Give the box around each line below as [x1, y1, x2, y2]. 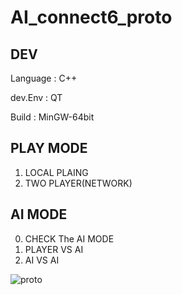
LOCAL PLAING [24, 166, 89, 178]
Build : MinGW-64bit [10, 111, 95, 123]
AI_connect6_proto [10, 6, 173, 29]
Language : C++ [10, 72, 78, 84]
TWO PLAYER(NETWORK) [24, 177, 133, 189]
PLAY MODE [10, 140, 88, 157]
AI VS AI [24, 254, 60, 266]
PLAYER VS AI [24, 243, 84, 255]
